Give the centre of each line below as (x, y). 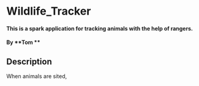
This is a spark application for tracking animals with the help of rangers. (99, 28)
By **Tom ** (23, 42)
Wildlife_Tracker (49, 11)
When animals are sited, (37, 76)
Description (29, 61)
